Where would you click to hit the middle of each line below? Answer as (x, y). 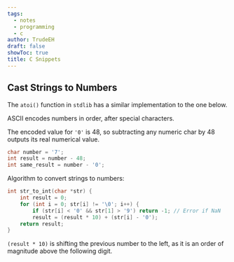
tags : (15, 14)
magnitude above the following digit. (60, 251)
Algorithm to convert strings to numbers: (66, 179)
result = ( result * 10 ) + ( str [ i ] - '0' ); (95, 217)
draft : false (26, 46)
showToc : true (28, 53)
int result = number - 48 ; (47, 158)
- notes (25, 20)
